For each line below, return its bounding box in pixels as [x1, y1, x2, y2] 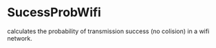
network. [7, 34, 33, 42]
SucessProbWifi [7, 5, 102, 20]
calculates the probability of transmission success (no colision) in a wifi [7, 27, 210, 35]
